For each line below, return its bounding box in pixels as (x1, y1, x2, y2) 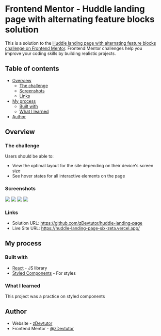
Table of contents (5, 65, 59, 73)
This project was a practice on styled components (5, 293, 105, 300)
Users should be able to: (5, 153, 54, 159)
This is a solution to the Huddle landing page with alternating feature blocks (5, 40, 156, 46)
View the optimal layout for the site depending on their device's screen (12, 163, 154, 169)
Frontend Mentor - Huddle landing (5, 3, 145, 15)
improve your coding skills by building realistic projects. (5, 50, 116, 56)
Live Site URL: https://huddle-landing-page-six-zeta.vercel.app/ (12, 225, 140, 231)
